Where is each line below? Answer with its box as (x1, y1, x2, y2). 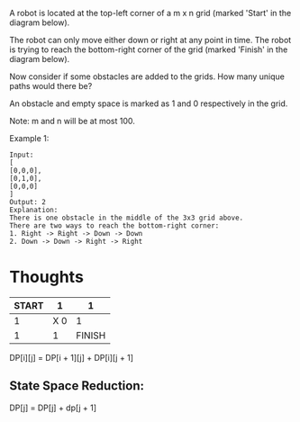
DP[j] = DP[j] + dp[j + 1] (9, 402, 97, 413)
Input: (9, 150, 34, 159)
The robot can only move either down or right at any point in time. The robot (9, 35, 292, 45)
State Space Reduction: (9, 378, 144, 394)
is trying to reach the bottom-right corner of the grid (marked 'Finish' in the (9, 44, 288, 55)
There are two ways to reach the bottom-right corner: (9, 221, 220, 230)
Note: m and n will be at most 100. (9, 116, 135, 126)
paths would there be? (9, 81, 93, 91)
